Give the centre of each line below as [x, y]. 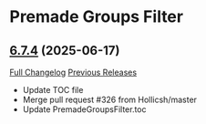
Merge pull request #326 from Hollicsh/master [110, 99]
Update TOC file [53, 90]
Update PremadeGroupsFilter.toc [85, 109]
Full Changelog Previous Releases [73, 72]
